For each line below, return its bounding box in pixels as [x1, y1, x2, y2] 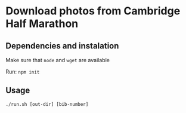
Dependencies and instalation [5, 41, 119, 51]
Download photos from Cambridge [5, 4, 181, 18]
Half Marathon [5, 17, 79, 30]
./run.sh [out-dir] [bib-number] [5, 101, 89, 107]
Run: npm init [5, 68, 40, 75]
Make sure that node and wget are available [5, 57, 110, 63]
